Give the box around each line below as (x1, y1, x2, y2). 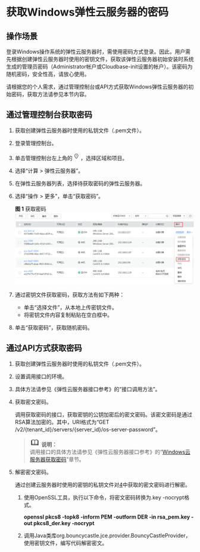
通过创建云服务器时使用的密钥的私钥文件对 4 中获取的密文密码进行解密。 (14, 481, 190, 488)
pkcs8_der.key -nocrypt (33, 519, 95, 526)
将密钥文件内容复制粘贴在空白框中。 (23, 311, 113, 318)
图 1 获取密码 (14, 205, 46, 212)
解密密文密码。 (14, 468, 52, 476)
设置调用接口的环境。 (14, 373, 67, 380)
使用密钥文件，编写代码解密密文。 (23, 539, 108, 547)
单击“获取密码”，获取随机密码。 (14, 324, 93, 332)
